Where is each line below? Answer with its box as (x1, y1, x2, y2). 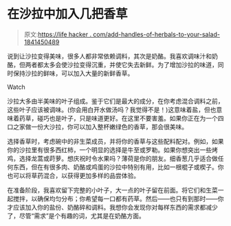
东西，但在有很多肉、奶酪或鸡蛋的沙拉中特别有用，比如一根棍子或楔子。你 (12, 162, 224, 171)
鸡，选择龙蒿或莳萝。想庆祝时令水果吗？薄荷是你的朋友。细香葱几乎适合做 (7, 154, 218, 162)
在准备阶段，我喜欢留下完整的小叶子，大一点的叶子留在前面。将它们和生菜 (7, 186, 218, 194)
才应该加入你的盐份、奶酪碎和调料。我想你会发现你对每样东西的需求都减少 (7, 203, 218, 211)
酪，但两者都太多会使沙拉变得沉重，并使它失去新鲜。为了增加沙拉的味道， (7, 60, 218, 68)
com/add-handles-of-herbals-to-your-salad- (92, 30, 220, 38)
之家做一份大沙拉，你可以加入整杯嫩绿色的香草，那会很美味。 (12, 123, 188, 131)
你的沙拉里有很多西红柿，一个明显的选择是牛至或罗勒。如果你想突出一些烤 (7, 145, 218, 154)
